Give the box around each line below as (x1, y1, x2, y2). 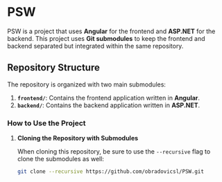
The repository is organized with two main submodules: (7, 80, 166, 89)
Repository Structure (7, 62, 101, 73)
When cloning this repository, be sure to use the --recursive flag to (17, 147, 211, 156)
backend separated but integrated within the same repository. (7, 42, 184, 50)
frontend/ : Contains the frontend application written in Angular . (17, 93, 200, 102)
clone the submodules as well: (17, 155, 104, 163)
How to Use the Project (7, 118, 86, 128)
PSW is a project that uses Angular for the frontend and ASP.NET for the (7, 27, 216, 35)
